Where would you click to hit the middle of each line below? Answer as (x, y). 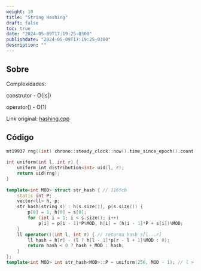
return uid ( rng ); (39, 173)
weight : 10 (20, 12)
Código (20, 137)
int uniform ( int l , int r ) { (42, 162)
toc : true (19, 28)
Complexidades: (26, 84)
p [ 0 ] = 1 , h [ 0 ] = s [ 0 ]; (57, 212)
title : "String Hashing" (37, 17)
